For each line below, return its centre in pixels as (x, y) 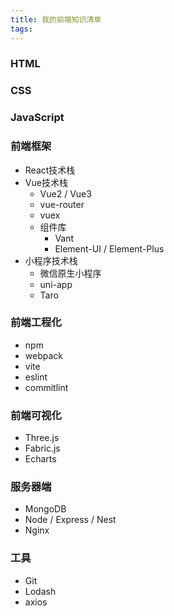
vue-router (62, 204)
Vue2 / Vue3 (65, 193)
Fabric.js (42, 448)
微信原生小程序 (70, 273)
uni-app (56, 284)
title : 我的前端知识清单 (56, 19)
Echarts (40, 459)
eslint (36, 377)
